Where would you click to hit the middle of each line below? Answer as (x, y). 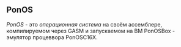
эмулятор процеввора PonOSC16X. (52, 37)
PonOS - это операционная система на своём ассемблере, (84, 24)
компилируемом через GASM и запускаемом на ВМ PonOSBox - (91, 31)
